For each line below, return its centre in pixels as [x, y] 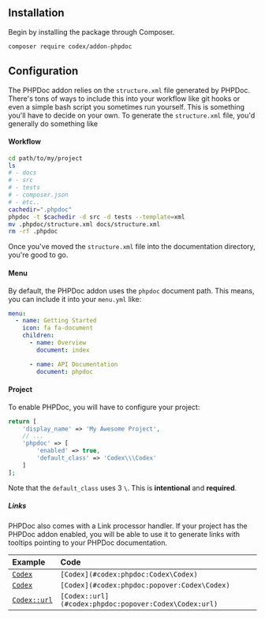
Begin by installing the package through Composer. [91, 32]
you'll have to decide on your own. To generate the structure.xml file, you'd [132, 115]
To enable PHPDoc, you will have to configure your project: [104, 407]
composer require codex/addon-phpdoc [70, 47]
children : [39, 336]
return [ [22, 421]
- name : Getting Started [56, 321]
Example [29, 561]
